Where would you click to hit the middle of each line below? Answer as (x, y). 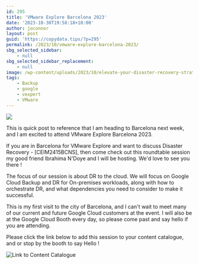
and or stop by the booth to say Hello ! (53, 243)
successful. (20, 195)
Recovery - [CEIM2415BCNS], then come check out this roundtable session (98, 152)
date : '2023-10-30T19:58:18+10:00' (50, 23)
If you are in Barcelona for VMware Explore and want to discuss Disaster (94, 145)
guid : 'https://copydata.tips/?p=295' (54, 39)
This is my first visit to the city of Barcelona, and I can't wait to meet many (96, 206)
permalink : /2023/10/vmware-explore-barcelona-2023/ (73, 45)
